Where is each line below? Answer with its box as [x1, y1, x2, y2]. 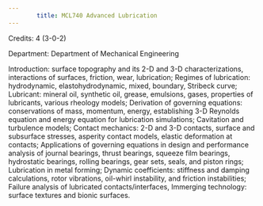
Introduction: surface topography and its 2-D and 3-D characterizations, [8, 64, 244, 74]
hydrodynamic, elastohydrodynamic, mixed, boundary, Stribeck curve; [8, 81, 238, 90]
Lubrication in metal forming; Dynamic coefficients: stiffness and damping [8, 165, 250, 174]
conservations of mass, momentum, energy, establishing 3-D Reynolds [8, 106, 240, 116]
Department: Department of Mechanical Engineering [8, 48, 180, 58]
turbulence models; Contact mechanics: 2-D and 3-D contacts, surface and [8, 123, 255, 132]
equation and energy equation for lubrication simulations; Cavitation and [8, 114, 244, 124]
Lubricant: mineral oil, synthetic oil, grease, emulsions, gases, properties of [8, 89, 253, 99]
